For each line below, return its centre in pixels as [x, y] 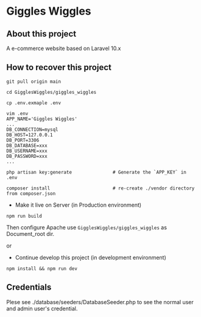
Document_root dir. [30, 233]
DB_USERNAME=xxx [27, 151]
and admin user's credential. [42, 308]
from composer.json [31, 193]
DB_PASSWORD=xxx [27, 156]
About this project [41, 34]
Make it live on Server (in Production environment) [78, 205]
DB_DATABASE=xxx [27, 145]
